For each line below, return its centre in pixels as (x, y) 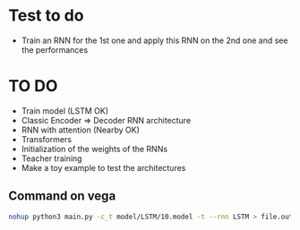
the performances (55, 49)
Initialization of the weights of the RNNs (94, 149)
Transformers (47, 139)
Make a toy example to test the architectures (103, 167)
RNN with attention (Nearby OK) (81, 130)
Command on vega (62, 196)
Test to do (46, 16)
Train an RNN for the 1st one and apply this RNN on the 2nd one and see (154, 40)
